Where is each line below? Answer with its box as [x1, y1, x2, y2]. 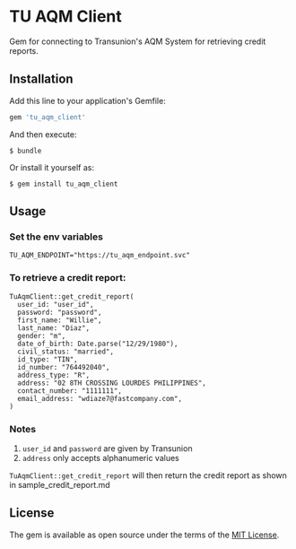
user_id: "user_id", [17, 300, 94, 309]
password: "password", [17, 308, 102, 317]
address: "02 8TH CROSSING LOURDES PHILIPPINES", [17, 379, 206, 388]
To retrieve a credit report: [9, 272, 126, 284]
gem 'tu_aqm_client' [9, 112, 87, 122]
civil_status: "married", [17, 347, 115, 356]
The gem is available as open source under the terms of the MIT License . [9, 529, 280, 540]
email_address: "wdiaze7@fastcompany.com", [17, 394, 182, 403]
